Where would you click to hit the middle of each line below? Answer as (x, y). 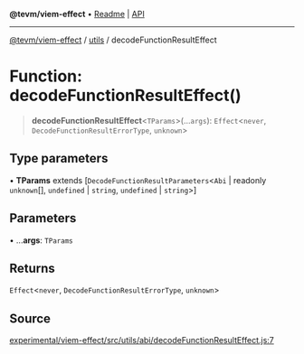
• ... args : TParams (42, 240)
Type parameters (59, 158)
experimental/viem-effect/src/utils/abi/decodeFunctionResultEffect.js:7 (142, 340)
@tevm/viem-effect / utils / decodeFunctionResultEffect (113, 40)
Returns (33, 268)
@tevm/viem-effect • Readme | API (77, 14)
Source (30, 318)
